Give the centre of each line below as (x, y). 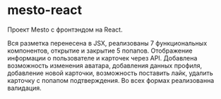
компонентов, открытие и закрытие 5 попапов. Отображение (100, 51)
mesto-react (45, 10)
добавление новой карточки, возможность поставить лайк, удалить (110, 73)
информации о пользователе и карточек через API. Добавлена (102, 58)
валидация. (24, 88)
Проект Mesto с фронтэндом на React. (65, 29)
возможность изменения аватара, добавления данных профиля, (105, 65)
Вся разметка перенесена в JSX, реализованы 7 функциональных (107, 43)
